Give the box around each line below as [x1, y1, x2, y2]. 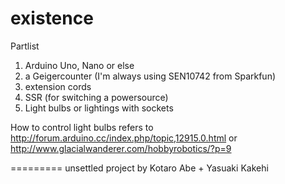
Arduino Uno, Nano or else [24, 59, 135, 71]
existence [10, 7, 94, 30]
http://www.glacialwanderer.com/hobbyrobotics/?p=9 [10, 142, 232, 154]
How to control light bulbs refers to [10, 121, 154, 133]
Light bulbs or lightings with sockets [24, 102, 174, 114]
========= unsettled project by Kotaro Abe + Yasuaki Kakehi [10, 162, 269, 174]
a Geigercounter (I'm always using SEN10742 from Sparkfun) [24, 70, 277, 82]
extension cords [24, 80, 92, 92]
